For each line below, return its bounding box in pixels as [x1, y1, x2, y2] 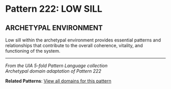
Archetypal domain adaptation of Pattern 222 [5, 68, 102, 74]
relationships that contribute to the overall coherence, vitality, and [5, 42, 143, 49]
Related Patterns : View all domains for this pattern [5, 78, 111, 84]
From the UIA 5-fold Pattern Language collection [5, 62, 108, 69]
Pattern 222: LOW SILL [5, 3, 103, 15]
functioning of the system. [5, 48, 61, 54]
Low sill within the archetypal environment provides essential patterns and [5, 37, 161, 43]
